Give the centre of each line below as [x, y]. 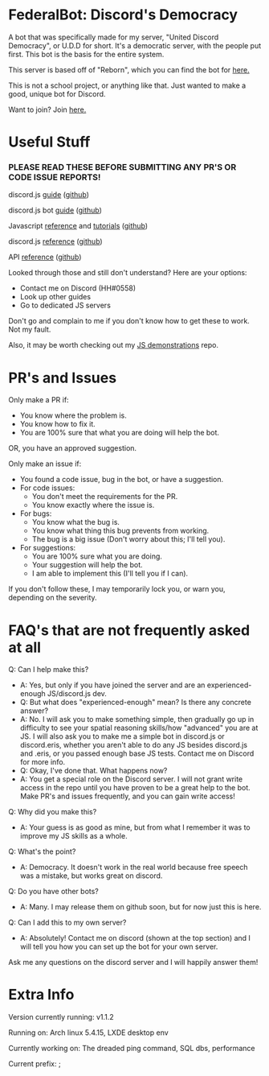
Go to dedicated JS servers [65, 305]
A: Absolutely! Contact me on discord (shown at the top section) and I [135, 938]
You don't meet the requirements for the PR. [105, 497]
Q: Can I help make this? [49, 670]
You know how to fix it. [58, 424]
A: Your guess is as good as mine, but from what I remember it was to [135, 827]
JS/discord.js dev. [77, 694]
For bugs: [36, 513]
